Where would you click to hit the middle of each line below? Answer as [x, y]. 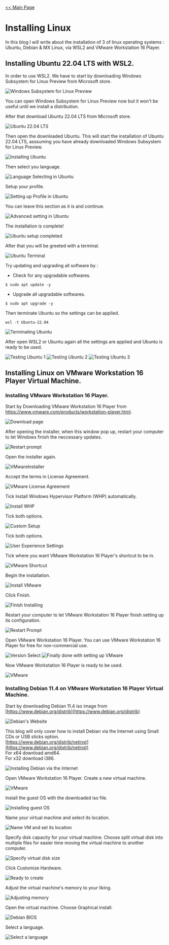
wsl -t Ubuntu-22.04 [27, 322]
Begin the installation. [28, 575]
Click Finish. [18, 595]
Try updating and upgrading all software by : [52, 265]
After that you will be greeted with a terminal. [52, 246]
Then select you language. [33, 167]
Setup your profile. [25, 186]
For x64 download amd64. [33, 753]
